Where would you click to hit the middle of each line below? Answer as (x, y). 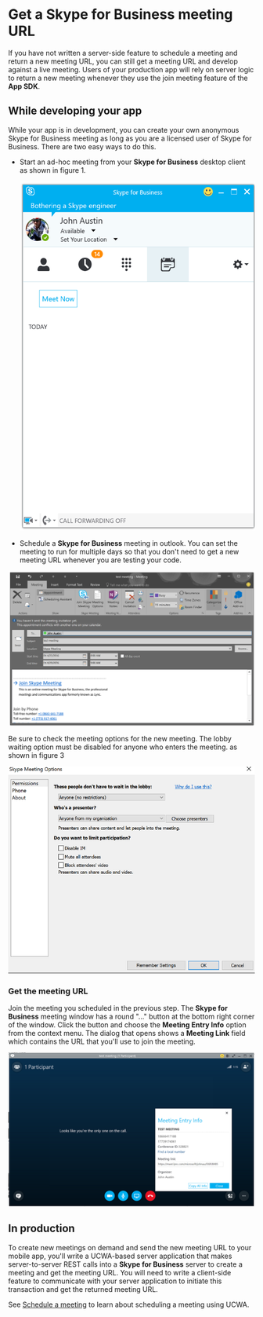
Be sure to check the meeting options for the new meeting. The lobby (120, 738)
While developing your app (75, 111)
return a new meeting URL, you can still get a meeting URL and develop (123, 61)
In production (42, 1229)
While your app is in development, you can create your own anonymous (124, 130)
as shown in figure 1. (52, 170)
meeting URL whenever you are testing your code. (101, 560)
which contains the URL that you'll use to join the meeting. (102, 1041)
